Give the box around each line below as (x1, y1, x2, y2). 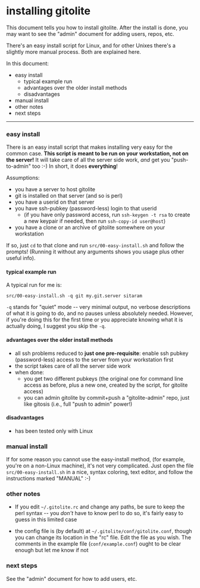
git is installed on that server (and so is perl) (14, 192, 123, 200)
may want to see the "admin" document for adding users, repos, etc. (6, 30, 174, 37)
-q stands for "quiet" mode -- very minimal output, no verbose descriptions (6, 304, 190, 311)
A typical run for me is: (6, 281, 62, 289)
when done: (14, 369, 45, 376)
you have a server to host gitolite (14, 186, 95, 193)
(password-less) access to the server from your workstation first (14, 356, 174, 363)
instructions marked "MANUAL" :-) (6, 475, 91, 482)
